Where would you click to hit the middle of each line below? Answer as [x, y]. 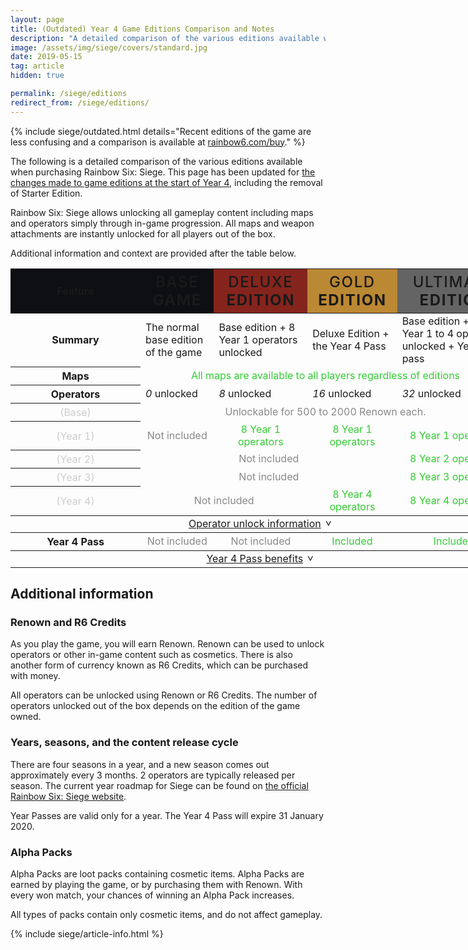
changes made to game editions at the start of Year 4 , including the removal [166, 182]
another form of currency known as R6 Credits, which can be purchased [159, 665]
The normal [172, 327]
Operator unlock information [255, 523]
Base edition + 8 [257, 327]
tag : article [37, 66]
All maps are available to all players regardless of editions [325, 376]
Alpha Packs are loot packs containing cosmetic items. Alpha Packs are [157, 873]
